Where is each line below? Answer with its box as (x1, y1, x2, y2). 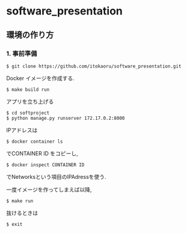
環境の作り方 (6, 30, 54, 40)
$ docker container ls (6, 138, 63, 144)
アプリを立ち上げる (6, 98, 54, 105)
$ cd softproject (6, 110, 50, 116)
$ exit (6, 221, 23, 227)
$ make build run (6, 86, 50, 93)
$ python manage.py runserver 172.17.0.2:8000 (6, 115, 125, 121)
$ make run (6, 197, 34, 204)
